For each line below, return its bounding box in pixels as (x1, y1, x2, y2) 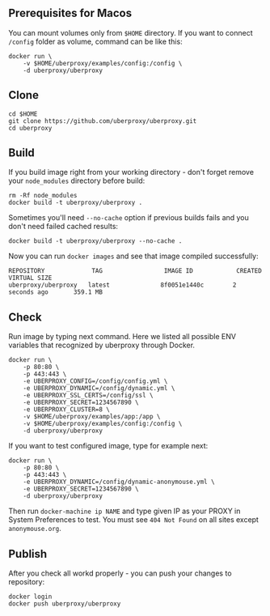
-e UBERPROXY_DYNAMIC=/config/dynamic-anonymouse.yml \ (23, 478, 216, 486)
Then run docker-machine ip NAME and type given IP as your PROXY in (8, 506, 241, 516)
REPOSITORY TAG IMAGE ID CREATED (8, 267, 263, 275)
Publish (8, 546, 48, 561)
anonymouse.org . (8, 524, 62, 533)
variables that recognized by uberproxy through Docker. (8, 340, 196, 350)
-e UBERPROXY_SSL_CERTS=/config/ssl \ (23, 392, 154, 400)
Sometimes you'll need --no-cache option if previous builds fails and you (8, 213, 249, 223)
